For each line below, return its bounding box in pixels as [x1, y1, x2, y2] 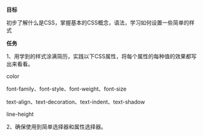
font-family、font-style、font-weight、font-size [6, 85, 127, 93]
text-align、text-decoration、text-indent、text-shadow [6, 98, 145, 105]
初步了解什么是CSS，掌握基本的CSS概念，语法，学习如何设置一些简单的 [6, 19, 190, 26]
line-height [6, 110, 34, 118]
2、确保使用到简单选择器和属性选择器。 [6, 123, 107, 130]
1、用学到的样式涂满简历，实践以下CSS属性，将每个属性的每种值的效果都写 [6, 53, 197, 60]
